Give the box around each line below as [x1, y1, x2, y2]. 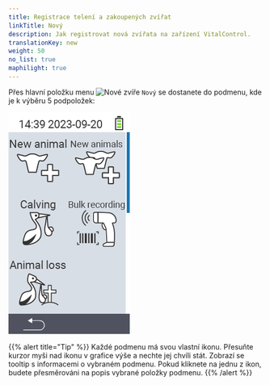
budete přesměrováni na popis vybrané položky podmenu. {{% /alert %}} [8, 367, 253, 377]
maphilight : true [8, 65, 67, 73]
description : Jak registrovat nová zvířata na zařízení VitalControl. [8, 30, 251, 38]
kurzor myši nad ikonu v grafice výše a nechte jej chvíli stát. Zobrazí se [8, 350, 245, 360]
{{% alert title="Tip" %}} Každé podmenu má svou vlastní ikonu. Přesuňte [8, 341, 254, 351]
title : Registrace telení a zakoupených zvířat [8, 13, 172, 21]
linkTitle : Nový [8, 21, 63, 30]
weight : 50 [8, 47, 45, 56]
